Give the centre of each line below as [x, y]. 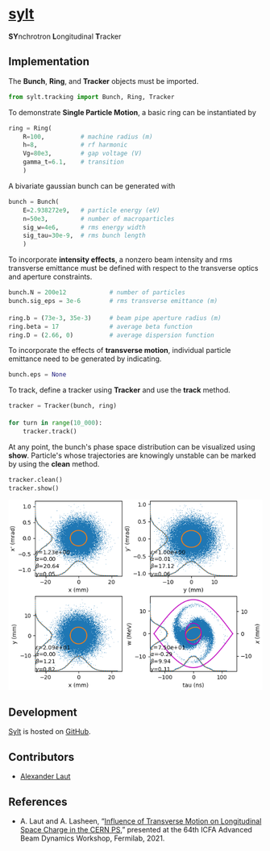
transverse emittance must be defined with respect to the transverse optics [133, 268]
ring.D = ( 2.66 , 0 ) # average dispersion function [112, 335]
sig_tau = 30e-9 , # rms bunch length [85, 236]
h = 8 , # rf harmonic [75, 145]
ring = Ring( [30, 128]
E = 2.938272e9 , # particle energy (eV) [91, 210]
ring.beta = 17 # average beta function [101, 326]
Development [43, 712]
